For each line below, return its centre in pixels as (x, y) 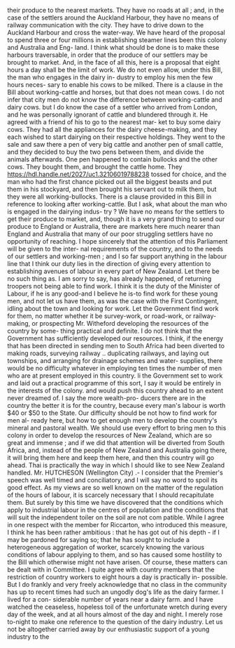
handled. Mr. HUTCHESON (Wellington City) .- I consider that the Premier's (115, 472)
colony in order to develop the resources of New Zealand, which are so (109, 435)
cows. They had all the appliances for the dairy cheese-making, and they (112, 130)
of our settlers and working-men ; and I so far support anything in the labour (117, 256)
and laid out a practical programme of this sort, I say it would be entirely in (114, 383)
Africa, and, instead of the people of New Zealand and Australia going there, (117, 450)
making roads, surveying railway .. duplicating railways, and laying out (108, 353)
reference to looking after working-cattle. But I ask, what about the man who (117, 204)
